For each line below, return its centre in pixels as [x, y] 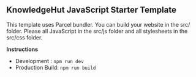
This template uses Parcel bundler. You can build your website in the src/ [98, 24]
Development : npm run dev [49, 61]
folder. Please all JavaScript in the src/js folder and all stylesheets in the [97, 31]
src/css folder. [24, 37]
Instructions [22, 49]
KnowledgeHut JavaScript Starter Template [91, 10]
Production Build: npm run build [55, 67]
